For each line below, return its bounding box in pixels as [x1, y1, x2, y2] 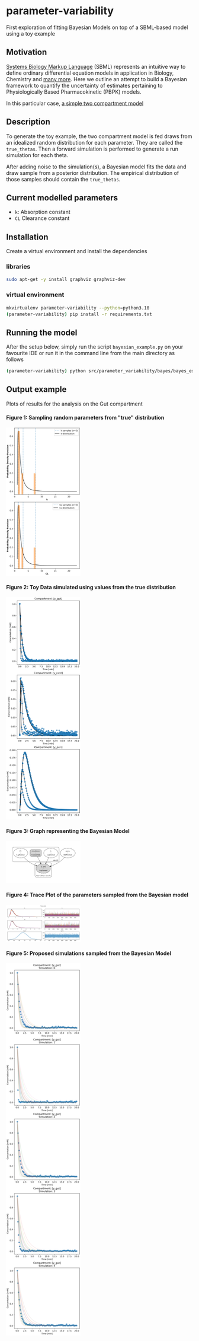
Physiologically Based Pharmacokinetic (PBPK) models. [6, 88, 142, 95]
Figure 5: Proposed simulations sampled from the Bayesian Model [6, 950, 172, 957]
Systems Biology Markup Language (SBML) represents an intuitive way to [6, 63, 186, 70]
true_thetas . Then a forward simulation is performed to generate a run [6, 145, 179, 152]
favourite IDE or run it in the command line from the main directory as [6, 350, 175, 357]
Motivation [6, 47, 47, 58]
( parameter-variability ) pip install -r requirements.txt [6, 311, 152, 317]
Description [6, 117, 50, 127]
